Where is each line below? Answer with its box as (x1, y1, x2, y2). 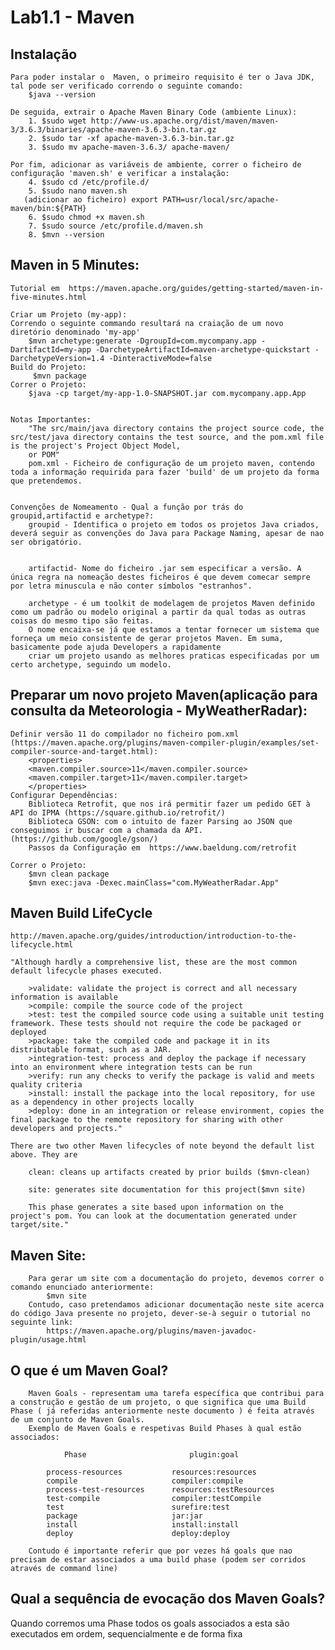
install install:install (46, 1520, 240, 1530)
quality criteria (10, 1080, 83, 1090)
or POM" (28, 449, 60, 460)
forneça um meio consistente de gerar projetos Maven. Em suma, (10, 633, 284, 643)
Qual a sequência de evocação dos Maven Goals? (10, 1591, 326, 1608)
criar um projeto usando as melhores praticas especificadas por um (28, 651, 320, 661)
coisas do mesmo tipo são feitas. (10, 616, 155, 626)
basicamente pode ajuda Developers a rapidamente (10, 642, 222, 652)
